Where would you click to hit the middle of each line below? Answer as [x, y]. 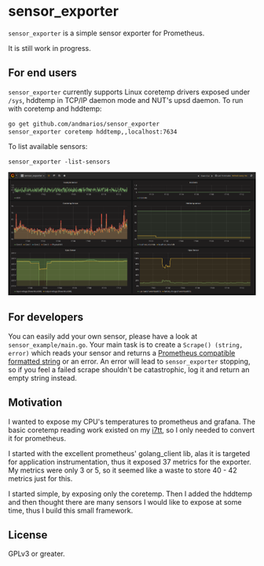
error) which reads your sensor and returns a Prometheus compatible [122, 352]
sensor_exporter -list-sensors [59, 162]
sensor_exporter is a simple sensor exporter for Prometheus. [106, 33]
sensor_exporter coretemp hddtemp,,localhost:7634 [93, 132]
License [28, 535]
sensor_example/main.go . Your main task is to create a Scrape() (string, [126, 345]
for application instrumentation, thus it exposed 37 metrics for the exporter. [130, 462]
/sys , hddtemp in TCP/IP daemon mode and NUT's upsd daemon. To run [126, 100]
